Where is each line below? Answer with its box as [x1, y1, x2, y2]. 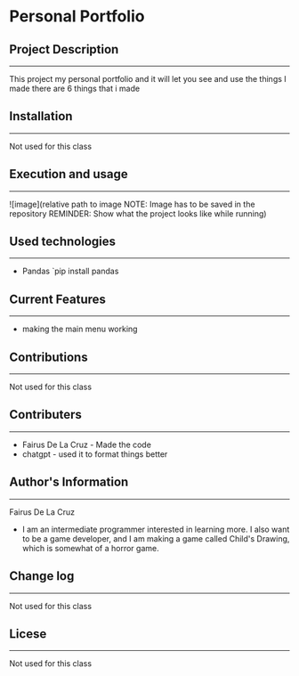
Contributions [9, 349, 88, 364]
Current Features [9, 291, 107, 306]
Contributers [9, 407, 83, 422]
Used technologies [9, 234, 117, 249]
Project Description [9, 42, 119, 57]
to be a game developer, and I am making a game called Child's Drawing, [21, 533, 290, 544]
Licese [9, 626, 47, 641]
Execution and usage [9, 167, 129, 182]
